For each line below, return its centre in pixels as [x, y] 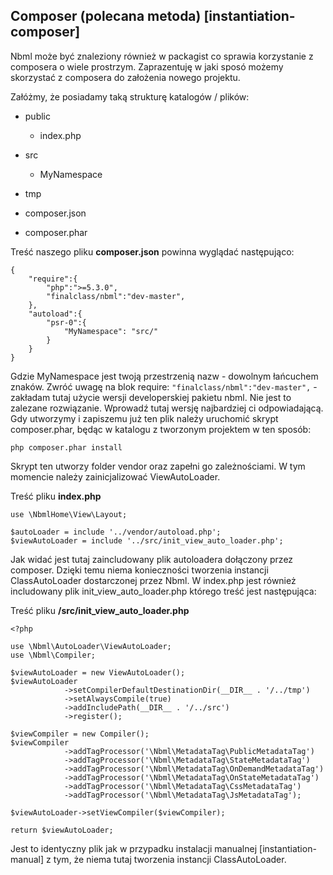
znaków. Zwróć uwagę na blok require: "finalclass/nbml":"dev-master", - [164, 386]
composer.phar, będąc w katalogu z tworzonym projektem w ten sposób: [161, 429]
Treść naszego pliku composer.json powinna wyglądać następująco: [152, 251]
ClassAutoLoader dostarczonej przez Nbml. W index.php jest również [153, 580]
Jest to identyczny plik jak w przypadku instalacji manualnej [134, 848]
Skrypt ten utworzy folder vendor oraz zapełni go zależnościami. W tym [158, 466]
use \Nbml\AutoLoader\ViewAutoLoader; [91, 646]
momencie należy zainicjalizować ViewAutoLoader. [115, 476]
